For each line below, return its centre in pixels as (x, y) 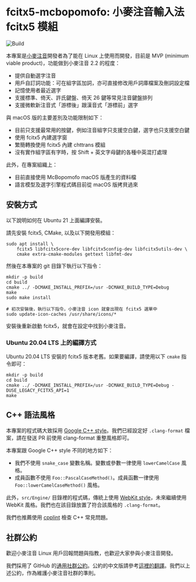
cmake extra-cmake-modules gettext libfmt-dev (75, 254)
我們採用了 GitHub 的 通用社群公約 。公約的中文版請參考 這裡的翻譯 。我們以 (96, 566)
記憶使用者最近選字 (38, 90)
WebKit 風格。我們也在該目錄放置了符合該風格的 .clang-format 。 (85, 505)
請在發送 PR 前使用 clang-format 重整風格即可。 (74, 438)
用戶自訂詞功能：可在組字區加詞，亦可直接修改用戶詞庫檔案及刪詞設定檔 (102, 82)
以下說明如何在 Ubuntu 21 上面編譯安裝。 (56, 220)
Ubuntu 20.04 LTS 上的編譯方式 (51, 342)
